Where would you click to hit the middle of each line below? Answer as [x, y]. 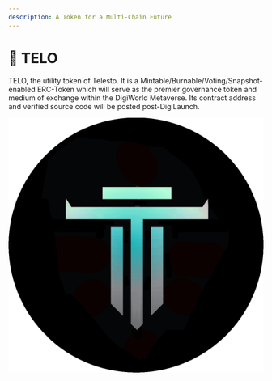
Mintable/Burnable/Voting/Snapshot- [202, 80]
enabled [22, 89]
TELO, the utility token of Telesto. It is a [74, 80]
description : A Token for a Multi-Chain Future [90, 17]
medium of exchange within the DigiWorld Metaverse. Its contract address [132, 98]
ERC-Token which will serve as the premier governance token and [147, 89]
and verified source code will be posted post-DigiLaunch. [104, 106]
